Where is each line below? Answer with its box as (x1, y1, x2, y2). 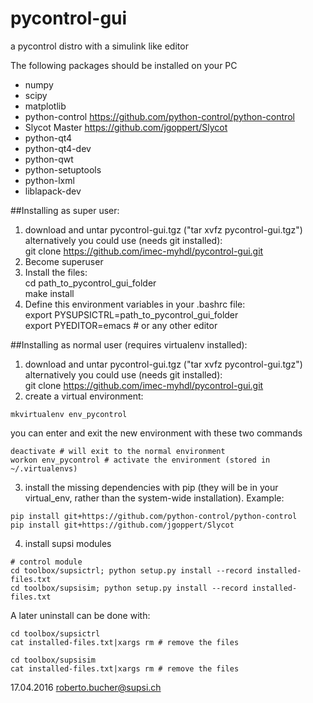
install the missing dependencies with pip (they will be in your (24, 481, 279, 493)
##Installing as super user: (10, 204, 120, 216)
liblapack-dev (24, 185, 82, 197)
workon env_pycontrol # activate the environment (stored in (10, 455, 271, 465)
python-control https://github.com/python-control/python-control (24, 110, 295, 122)
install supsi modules (24, 537, 112, 549)
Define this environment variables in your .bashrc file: (24, 298, 246, 310)
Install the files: (24, 266, 88, 278)
